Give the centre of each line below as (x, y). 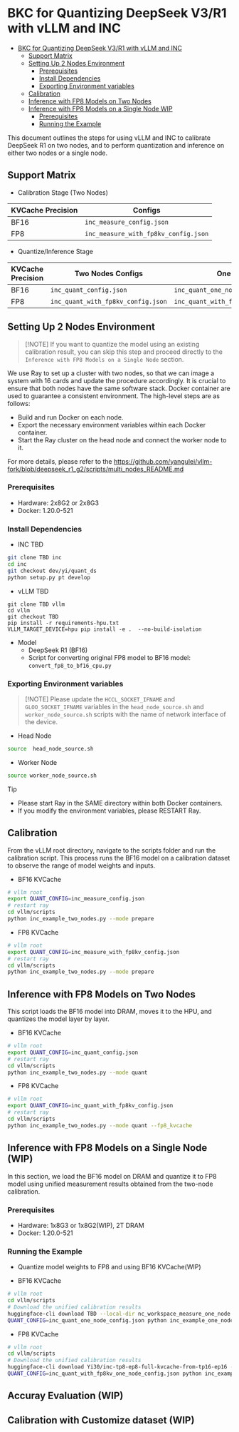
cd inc (17, 564)
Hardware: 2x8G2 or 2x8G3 (58, 503)
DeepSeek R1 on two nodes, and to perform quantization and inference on (116, 145)
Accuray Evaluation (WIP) (65, 1396)
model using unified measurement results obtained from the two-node (110, 1184)
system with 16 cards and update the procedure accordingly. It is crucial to (117, 380)
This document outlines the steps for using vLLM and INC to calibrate (109, 138)
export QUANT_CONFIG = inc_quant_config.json (73, 1052)
